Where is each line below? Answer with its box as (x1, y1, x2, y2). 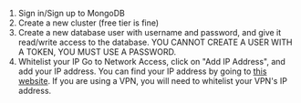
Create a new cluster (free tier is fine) (17, 17, 160, 28)
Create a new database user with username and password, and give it (17, 27, 282, 37)
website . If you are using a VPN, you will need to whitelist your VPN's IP (17, 76, 287, 86)
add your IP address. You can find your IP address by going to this (17, 66, 267, 77)
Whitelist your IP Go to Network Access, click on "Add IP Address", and (17, 57, 285, 67)
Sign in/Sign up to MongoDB (17, 8, 125, 18)
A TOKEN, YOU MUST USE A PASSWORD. (17, 46, 177, 57)
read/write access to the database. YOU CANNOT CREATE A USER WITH (17, 36, 293, 47)
